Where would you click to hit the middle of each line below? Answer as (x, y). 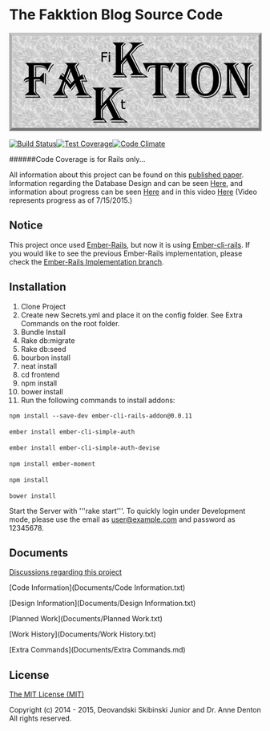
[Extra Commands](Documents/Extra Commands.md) (98, 650)
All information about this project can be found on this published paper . (127, 175)
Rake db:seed (43, 349)
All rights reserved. (40, 718)
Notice (26, 226)
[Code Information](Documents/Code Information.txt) (97, 588)
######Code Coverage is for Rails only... (77, 159)
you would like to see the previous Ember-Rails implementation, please (126, 253)
